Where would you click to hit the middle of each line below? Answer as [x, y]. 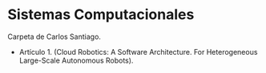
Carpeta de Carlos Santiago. [54, 36]
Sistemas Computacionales [101, 15]
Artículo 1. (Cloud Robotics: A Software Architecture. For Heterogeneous [138, 52]
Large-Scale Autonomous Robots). [76, 60]
